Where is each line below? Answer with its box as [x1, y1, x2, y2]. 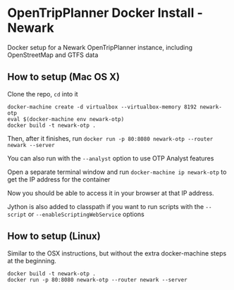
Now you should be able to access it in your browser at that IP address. [7, 189, 214, 197]
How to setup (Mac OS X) [7, 71, 121, 83]
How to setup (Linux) [7, 230, 101, 242]
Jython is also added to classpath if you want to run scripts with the [7, 202, 204, 210]
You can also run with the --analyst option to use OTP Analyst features [7, 153, 214, 163]
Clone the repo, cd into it [7, 89, 79, 98]
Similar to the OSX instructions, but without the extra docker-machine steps [7, 248, 227, 258]
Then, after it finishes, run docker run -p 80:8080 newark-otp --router [7, 134, 214, 142]
